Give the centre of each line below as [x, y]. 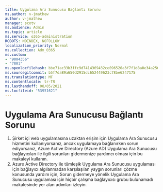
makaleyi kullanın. [30, 159]
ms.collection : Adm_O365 [30, 50]
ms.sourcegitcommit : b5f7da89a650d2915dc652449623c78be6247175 [70, 73]
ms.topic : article [24, 32]
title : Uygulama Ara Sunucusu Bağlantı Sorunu [53, 9]
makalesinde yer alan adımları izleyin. [49, 185]
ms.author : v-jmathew [27, 14]
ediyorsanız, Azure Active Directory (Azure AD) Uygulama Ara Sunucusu [84, 149]
